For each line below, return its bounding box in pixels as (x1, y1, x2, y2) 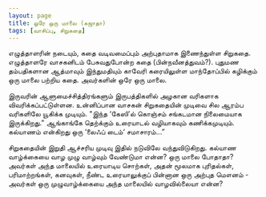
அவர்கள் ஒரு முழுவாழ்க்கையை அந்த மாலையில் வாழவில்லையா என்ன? (8, 179, 224, 188)
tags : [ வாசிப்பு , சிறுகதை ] (8, 26, 86, 34)
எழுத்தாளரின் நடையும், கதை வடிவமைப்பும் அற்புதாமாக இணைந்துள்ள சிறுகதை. (8, 49, 251, 58)
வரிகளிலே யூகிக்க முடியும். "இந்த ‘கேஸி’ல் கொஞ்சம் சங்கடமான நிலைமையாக (8, 109, 243, 119)
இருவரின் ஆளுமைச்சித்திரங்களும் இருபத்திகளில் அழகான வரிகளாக (8, 91, 219, 100)
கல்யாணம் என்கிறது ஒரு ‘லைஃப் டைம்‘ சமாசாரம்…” (8, 127, 166, 136)
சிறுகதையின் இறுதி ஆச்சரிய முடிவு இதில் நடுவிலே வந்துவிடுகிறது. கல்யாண (8, 143, 236, 152)
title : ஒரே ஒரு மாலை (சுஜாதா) (8, 19, 107, 27)
